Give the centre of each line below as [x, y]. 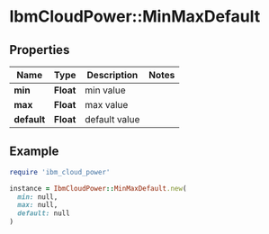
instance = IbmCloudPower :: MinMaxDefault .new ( [98, 188]
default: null [44, 213]
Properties [40, 50]
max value [107, 105]
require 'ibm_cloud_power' [60, 172]
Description [112, 75]
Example [34, 152]
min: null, [38, 197]
